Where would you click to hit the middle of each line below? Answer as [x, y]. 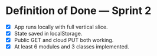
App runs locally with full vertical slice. [61, 27]
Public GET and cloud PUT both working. [64, 40]
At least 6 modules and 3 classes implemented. [71, 47]
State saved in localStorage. [48, 34]
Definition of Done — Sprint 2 [78, 11]
